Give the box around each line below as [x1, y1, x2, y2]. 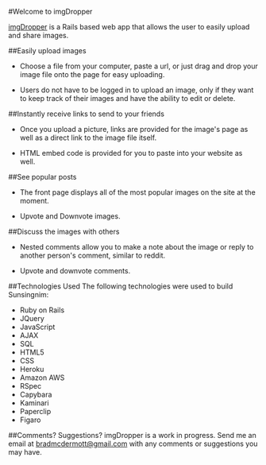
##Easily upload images [8, 46, 87, 55]
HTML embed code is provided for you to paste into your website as [19, 149, 243, 157]
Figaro [19, 415, 41, 424]
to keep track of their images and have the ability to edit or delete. [19, 94, 236, 103]
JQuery [19, 314, 45, 323]
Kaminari [19, 398, 49, 408]
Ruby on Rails [19, 305, 65, 315]
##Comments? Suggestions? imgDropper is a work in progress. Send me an [8, 431, 256, 440]
